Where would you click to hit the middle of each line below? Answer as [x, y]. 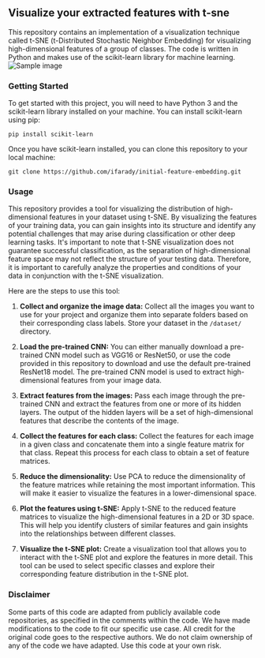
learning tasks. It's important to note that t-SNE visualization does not [121, 242]
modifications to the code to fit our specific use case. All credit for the [122, 628]
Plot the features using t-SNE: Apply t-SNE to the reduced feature [128, 509]
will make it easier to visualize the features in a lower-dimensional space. [138, 493]
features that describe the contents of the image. [99, 421]
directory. [35, 331]
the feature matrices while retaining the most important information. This [137, 485]
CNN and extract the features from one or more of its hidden [143, 404]
